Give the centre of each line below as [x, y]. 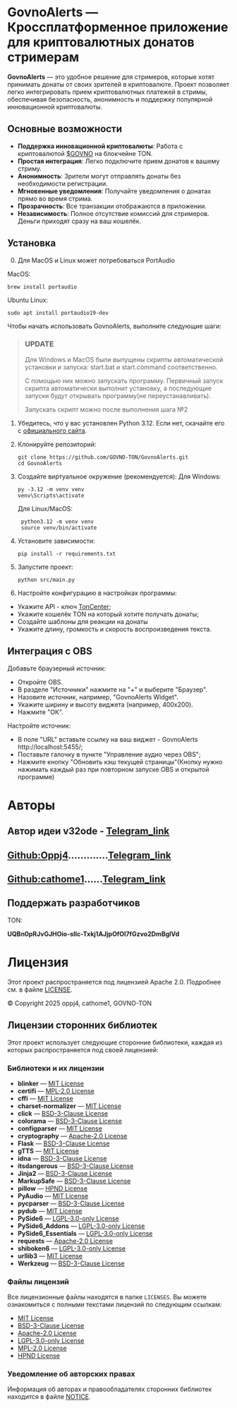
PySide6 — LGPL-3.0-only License [68, 1218]
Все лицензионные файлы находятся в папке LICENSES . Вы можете [107, 1297]
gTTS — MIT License [48, 1150]
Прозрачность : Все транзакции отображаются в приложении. [112, 206]
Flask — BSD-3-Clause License [63, 1143]
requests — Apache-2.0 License [65, 1241]
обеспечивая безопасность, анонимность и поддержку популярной [110, 99]
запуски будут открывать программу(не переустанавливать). [118, 395]
